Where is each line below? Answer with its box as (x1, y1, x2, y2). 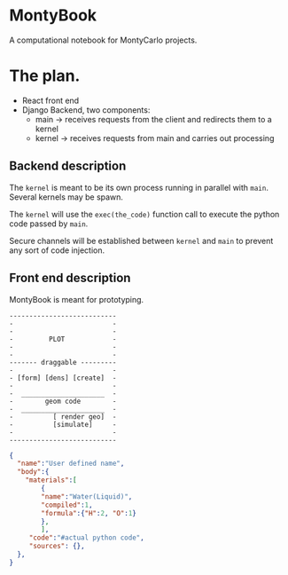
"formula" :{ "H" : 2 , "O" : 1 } (41, 508, 137, 517)
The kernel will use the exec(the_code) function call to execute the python (9, 209, 280, 219)
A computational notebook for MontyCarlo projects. (9, 35, 198, 45)
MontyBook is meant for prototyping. (9, 294, 144, 304)
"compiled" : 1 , (41, 500, 93, 509)
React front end (21, 95, 80, 106)
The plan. (9, 66, 81, 86)
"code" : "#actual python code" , (28, 533, 144, 542)
